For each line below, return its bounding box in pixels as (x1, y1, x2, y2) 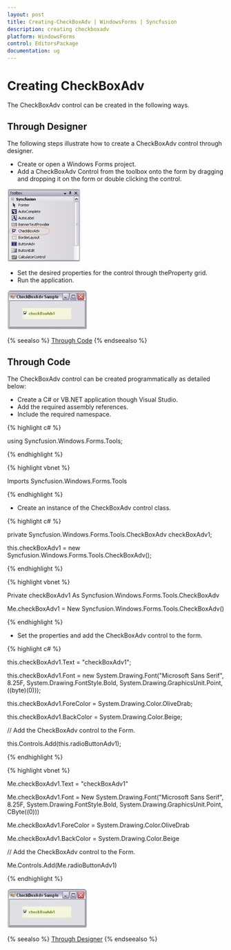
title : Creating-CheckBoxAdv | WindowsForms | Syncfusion (7, 18, 177, 26)
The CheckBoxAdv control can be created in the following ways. (7, 101, 190, 109)
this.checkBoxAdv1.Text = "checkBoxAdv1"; (7, 657, 132, 666)
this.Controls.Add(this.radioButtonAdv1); (7, 739, 122, 748)
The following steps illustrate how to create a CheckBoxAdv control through (7, 139, 223, 148)
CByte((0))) (7, 807, 40, 815)
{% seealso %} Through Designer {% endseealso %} (7, 935, 158, 943)
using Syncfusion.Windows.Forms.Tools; (7, 437, 123, 445)
